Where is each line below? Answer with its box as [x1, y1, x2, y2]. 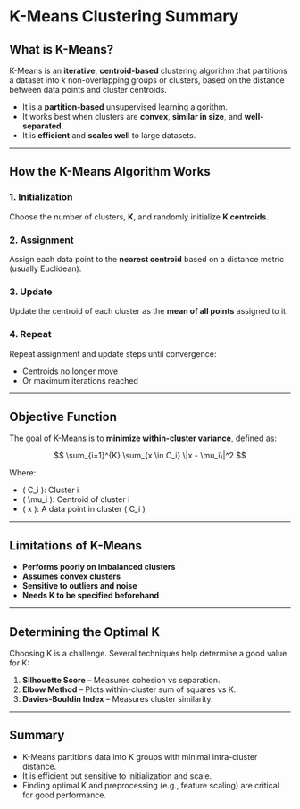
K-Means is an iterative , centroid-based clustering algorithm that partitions [9, 65, 287, 76]
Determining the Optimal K [9, 624, 161, 640]
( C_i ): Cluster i [21, 484, 79, 496]
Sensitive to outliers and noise [21, 581, 137, 591]
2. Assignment [9, 234, 74, 246]
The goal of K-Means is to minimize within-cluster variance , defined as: [9, 433, 277, 443]
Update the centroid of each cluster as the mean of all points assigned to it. [9, 306, 288, 317]
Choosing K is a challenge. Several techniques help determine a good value [9, 648, 287, 659]
